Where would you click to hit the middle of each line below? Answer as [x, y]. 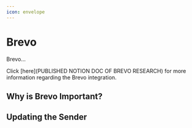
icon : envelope [26, 12]
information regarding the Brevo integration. [62, 77]
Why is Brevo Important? [54, 96]
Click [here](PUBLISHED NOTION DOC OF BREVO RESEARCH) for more [96, 71]
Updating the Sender [47, 117]
